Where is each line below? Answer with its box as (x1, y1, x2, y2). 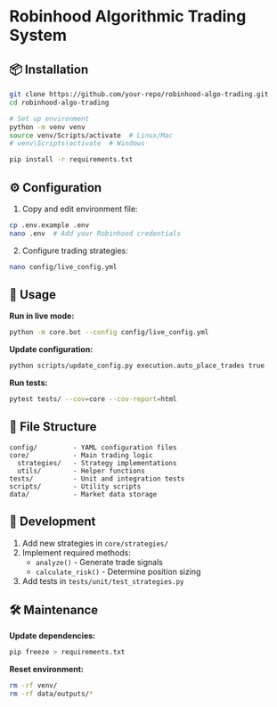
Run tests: (9, 377, 48, 389)
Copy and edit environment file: (21, 203, 138, 214)
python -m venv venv (9, 122, 86, 131)
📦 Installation (9, 62, 89, 77)
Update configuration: (9, 344, 94, 355)
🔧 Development (9, 514, 96, 530)
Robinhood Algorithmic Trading (9, 6, 247, 27)
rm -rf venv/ (9, 681, 58, 690)
